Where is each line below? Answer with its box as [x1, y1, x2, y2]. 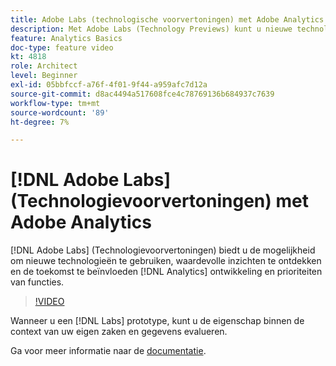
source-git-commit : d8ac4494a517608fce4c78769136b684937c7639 [10, 89, 275, 99]
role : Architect [10, 61, 78, 71]
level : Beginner [10, 71, 78, 81]
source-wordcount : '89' [10, 107, 110, 118]
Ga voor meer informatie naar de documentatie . [10, 345, 207, 357]
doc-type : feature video [10, 42, 114, 53]
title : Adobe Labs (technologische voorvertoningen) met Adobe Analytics [10, 14, 325, 25]
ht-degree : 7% [10, 117, 70, 127]
